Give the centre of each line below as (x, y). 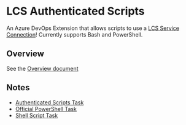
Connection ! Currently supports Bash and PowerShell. (75, 34)
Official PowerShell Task (46, 109)
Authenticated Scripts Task (49, 102)
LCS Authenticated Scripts (76, 11)
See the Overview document (42, 68)
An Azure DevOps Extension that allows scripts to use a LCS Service (93, 28)
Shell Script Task (37, 115)
